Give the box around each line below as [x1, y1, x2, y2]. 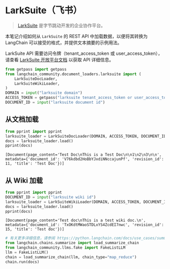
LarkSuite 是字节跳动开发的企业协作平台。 [17, 22, 105, 28]
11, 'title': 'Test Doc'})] [5, 161, 65, 166]
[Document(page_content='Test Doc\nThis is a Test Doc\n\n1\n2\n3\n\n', [5, 152, 162, 157]
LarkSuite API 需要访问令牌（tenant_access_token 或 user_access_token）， [5, 50, 163, 56]
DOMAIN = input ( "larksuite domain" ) [5, 90, 82, 95]
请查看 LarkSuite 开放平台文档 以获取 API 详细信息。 [5, 56, 114, 62]
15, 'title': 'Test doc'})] [5, 227, 65, 232]
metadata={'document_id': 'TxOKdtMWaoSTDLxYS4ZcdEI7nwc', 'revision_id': [5, 222, 164, 227]
